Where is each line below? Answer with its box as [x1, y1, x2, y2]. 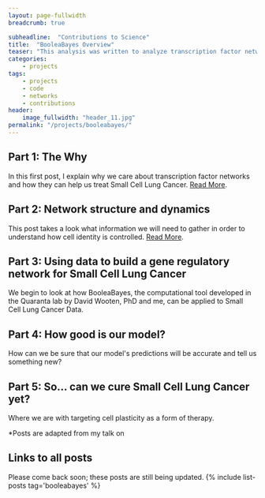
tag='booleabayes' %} [28, 481, 101, 490]
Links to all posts [8, 451, 93, 465]
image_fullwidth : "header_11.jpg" [22, 114, 136, 122]
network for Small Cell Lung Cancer [8, 267, 187, 280]
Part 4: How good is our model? [8, 328, 166, 341]
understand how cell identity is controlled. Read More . [8, 232, 184, 242]
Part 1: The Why [8, 151, 88, 164]
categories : [8, 55, 47, 63]
